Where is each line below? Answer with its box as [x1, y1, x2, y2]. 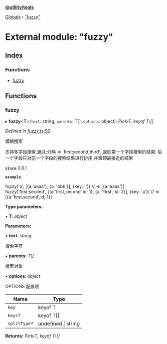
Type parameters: [5, 203, 43, 209]
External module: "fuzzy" [5, 31, 114, 43]
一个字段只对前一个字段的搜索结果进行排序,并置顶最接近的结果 [5, 155, 134, 161]
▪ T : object [5, 213, 27, 219]
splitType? [7, 321, 33, 326]
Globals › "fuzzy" [5, 14, 41, 19]
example [5, 174, 21, 179]
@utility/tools [5, 4, 34, 10]
